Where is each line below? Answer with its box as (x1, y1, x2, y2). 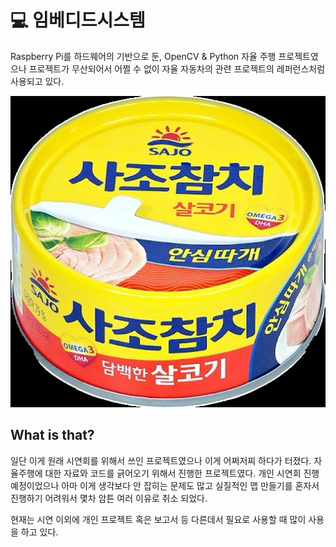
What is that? (10, 427, 95, 444)
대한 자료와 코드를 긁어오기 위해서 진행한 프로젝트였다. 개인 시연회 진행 (44, 467, 320, 479)
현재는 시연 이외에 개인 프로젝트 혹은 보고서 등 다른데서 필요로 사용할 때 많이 (10, 513, 307, 525)
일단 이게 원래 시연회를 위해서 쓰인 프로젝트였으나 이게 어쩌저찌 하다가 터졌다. (10, 454, 312, 466)
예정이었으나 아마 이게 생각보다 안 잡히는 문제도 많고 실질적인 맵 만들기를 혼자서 (10, 479, 320, 491)
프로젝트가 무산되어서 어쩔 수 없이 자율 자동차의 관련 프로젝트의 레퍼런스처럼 (28, 62, 326, 75)
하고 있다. (20, 526, 59, 538)
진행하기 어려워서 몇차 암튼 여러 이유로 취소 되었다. (10, 492, 208, 504)
